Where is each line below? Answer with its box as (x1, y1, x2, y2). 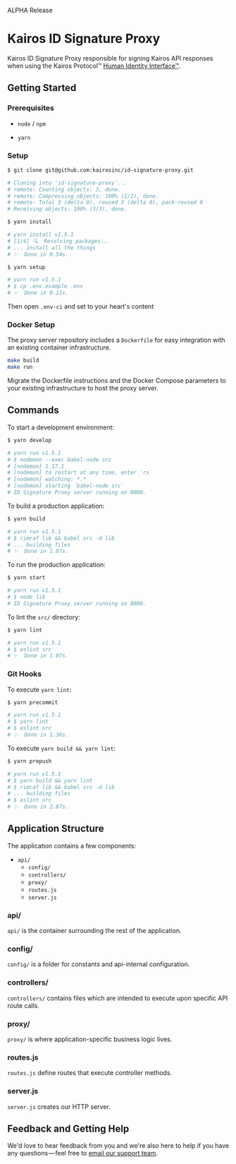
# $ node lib (7, 593, 46, 601)
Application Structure (7, 823, 104, 835)
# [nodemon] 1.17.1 (7, 463, 65, 470)
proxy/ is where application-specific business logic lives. (7, 1035, 173, 1044)
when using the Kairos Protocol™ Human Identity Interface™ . (7, 61, 181, 70)
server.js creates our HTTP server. (7, 1102, 111, 1111)
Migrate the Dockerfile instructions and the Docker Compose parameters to (7, 376, 227, 385)
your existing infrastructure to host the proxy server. (7, 384, 159, 393)
